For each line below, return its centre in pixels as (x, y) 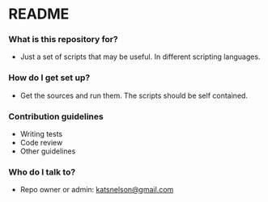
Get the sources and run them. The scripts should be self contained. (134, 95)
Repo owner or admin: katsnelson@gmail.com (97, 190)
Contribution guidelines (56, 116)
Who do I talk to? (42, 172)
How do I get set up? (49, 78)
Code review (41, 143)
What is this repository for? (64, 40)
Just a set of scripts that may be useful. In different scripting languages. (140, 57)
